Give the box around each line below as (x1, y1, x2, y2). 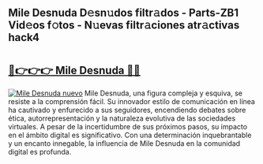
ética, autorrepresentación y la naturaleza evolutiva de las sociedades (8, 114, 236, 123)
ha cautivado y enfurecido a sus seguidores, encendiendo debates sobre (8, 106, 246, 114)
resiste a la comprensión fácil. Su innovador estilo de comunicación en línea (8, 97, 255, 106)
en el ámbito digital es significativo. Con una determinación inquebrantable (8, 130, 252, 140)
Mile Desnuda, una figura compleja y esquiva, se (84, 88, 243, 98)
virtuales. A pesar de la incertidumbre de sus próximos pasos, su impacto (8, 122, 247, 131)
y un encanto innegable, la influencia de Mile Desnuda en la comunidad (8, 139, 241, 148)
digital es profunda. (8, 147, 72, 156)
